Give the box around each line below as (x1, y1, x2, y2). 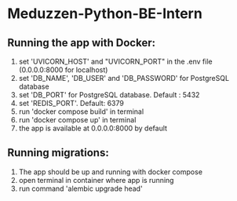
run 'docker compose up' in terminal (18, 115, 137, 124)
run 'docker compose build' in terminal (18, 107, 144, 116)
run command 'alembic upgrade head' (18, 184, 143, 193)
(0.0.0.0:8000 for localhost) (18, 65, 108, 75)
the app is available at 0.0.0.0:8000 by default (18, 123, 168, 133)
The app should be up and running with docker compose (18, 166, 203, 177)
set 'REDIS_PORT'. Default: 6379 (18, 99, 125, 108)
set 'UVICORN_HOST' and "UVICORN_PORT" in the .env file (18, 57, 213, 66)
